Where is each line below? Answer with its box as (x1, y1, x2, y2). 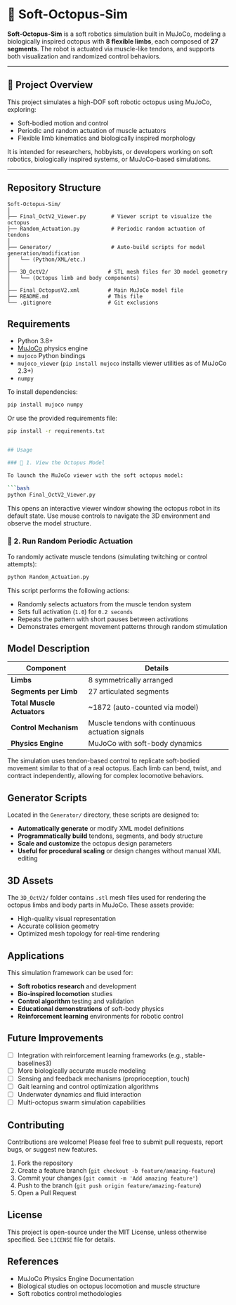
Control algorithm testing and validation (17, 997, 135, 1005)
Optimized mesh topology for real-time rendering (17, 929, 160, 938)
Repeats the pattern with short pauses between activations (17, 615, 188, 623)
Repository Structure (7, 182, 102, 194)
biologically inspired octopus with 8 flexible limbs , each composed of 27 (7, 37, 219, 45)
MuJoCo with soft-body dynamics (88, 739, 202, 749)
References (7, 1256, 59, 1268)
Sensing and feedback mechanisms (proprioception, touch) (17, 1074, 190, 1083)
